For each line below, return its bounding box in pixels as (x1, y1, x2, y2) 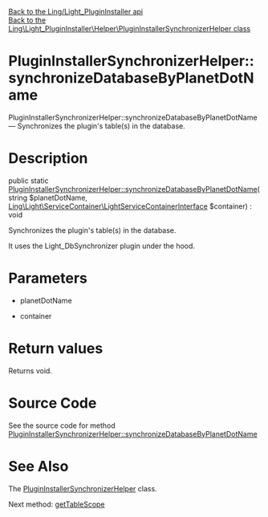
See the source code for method (8, 421, 116, 430)
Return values (8, 340, 104, 357)
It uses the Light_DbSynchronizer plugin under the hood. (8, 241, 195, 250)
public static (8, 176, 50, 185)
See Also (8, 457, 69, 475)
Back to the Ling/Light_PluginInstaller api (8, 7, 143, 16)
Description (8, 149, 88, 168)
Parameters (8, 269, 88, 287)
